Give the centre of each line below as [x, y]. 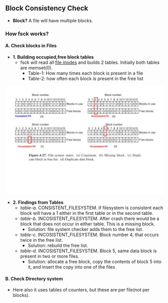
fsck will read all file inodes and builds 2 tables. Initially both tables [90, 62]
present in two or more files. [50, 256]
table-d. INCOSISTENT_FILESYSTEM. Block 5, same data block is [89, 251]
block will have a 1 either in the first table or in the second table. [87, 213]
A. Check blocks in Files [31, 46]
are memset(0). [36, 67]
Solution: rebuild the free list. [58, 245]
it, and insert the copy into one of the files [71, 267]
